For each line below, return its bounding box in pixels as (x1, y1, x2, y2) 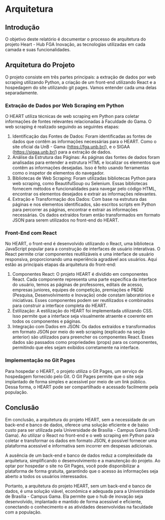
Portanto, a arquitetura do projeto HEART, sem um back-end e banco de (5, 483, 152, 489)
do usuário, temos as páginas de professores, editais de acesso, (12, 282, 144, 288)
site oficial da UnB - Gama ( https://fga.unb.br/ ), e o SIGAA (12, 144, 130, 150)
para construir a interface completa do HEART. (12, 302, 107, 309)
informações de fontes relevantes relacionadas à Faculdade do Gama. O (5, 118, 152, 124)
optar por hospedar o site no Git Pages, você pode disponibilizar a (5, 463, 139, 469)
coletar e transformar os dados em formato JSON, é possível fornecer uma (5, 438, 157, 444)
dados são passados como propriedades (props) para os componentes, (12, 339, 159, 345)
